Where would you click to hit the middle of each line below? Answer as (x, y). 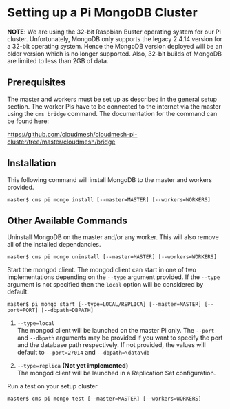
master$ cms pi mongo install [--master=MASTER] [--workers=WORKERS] (109, 200)
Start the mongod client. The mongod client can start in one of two (102, 270)
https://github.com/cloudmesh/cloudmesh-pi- (72, 134)
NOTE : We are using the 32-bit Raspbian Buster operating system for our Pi (114, 32)
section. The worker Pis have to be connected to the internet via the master (114, 106)
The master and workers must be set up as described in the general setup (112, 99)
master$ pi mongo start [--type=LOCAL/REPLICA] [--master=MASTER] (104, 305)
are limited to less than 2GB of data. (58, 60)
